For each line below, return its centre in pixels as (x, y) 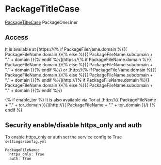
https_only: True (27, 154)
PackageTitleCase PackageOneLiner (41, 22)
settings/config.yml (26, 141)
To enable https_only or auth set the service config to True (64, 137)
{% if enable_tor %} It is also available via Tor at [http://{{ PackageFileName (81, 100)
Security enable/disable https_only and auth (73, 125)
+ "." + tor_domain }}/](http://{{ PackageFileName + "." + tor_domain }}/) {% (80, 105)
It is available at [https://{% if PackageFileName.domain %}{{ (66, 49)
